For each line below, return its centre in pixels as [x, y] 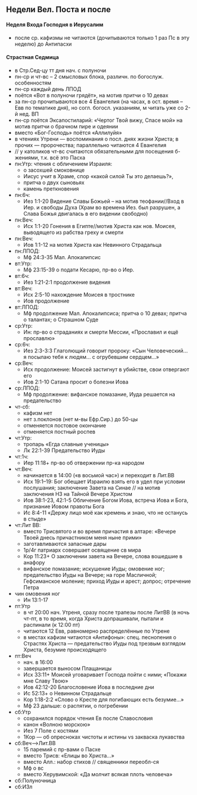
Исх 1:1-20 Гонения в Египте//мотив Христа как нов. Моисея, [100, 226]
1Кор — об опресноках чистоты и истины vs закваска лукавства [104, 737]
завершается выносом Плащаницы [67, 668]
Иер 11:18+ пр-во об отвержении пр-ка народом [84, 463]
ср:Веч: [24, 363]
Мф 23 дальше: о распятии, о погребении [76, 705]
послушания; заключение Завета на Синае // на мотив [92, 487]
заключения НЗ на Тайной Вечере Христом [78, 494]
